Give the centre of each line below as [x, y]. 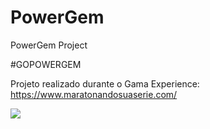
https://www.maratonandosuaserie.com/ [94, 94]
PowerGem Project [49, 45]
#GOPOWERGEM [46, 64]
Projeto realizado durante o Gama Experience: [105, 83]
